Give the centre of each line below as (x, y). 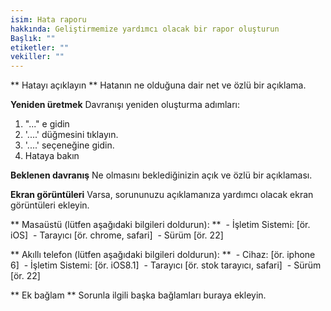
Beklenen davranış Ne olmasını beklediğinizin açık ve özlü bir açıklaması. (161, 175)
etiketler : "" (40, 47)
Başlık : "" (33, 38)
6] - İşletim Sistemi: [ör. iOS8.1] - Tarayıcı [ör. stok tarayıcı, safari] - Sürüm (166, 265)
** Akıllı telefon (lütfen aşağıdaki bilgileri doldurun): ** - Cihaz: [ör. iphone (163, 255)
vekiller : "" (37, 57)
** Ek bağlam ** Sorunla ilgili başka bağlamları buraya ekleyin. (138, 295)
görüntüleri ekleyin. (50, 205)
